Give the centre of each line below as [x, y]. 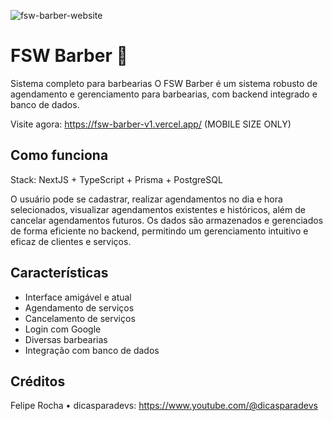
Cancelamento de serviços [80, 318]
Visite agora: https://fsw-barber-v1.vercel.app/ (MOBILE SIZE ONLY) [151, 124]
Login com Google [63, 329]
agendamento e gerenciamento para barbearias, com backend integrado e [164, 94]
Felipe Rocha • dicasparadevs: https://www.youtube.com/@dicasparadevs [164, 406]
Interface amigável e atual [78, 297]
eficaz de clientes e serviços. [71, 241]
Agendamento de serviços [79, 307]
